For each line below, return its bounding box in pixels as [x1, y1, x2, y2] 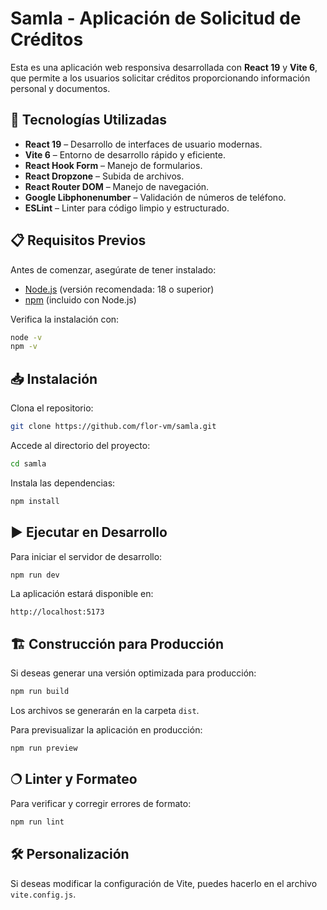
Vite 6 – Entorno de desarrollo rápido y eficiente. [24, 148, 226, 161]
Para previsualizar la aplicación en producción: [10, 724, 203, 736]
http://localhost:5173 [10, 607, 105, 617]
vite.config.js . [10, 888, 77, 900]
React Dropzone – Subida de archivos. [24, 170, 185, 182]
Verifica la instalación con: [10, 313, 120, 325]
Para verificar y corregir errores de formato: [10, 797, 192, 809]
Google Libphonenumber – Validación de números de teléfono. [24, 191, 287, 203]
